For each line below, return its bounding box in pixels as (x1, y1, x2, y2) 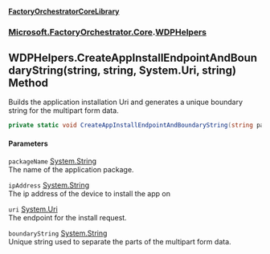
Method (8, 76, 49, 90)
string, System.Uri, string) (103, 63, 237, 77)
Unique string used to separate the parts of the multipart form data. (8, 237, 231, 247)
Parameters (8, 139, 48, 148)
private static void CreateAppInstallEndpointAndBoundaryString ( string (8, 121, 253, 130)
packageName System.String (8, 156, 97, 166)
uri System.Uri (8, 204, 58, 214)
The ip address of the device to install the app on (8, 189, 171, 199)
